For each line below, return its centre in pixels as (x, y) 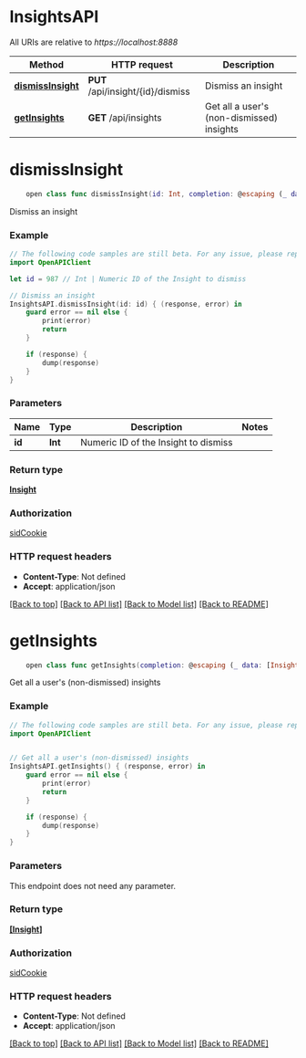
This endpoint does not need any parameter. (92, 885)
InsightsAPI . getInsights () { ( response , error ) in (107, 767)
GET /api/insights (125, 118)
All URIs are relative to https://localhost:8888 (94, 42)
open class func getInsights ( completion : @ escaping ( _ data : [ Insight (163, 665)
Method (46, 64)
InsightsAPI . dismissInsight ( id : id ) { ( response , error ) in (126, 304)
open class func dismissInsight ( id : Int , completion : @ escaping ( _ (156, 194)
